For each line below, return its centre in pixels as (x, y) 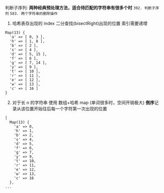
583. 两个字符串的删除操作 (34, 14)
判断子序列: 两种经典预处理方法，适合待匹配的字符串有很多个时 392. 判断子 (80, 8)
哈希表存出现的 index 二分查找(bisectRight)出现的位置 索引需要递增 (80, 23)
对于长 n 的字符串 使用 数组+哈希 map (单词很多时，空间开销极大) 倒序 (83, 102)
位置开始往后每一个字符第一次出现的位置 (66, 109)
